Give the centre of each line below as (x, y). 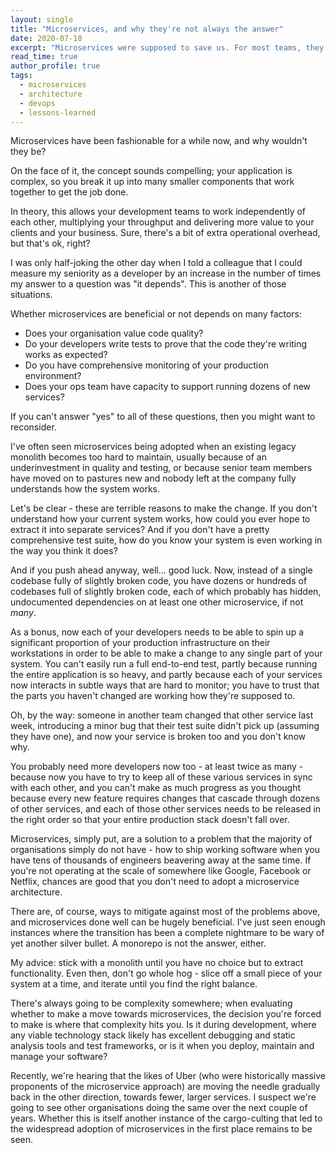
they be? (28, 152)
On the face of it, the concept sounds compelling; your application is (151, 171)
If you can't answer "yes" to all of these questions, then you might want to (163, 417)
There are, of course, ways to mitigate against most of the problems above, (165, 912)
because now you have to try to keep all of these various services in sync (161, 777)
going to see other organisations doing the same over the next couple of (159, 1108)
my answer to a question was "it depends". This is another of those (148, 284)
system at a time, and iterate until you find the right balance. (134, 984)
